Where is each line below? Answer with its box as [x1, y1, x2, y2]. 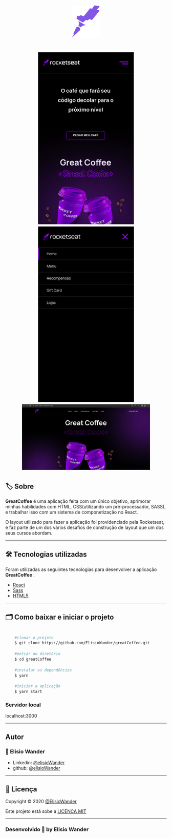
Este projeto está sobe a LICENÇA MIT [5, 808, 87, 814]
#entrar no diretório [14, 651, 60, 657]
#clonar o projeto [14, 635, 54, 640]
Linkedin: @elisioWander [12, 760, 65, 766]
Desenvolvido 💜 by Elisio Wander [5, 826, 89, 833]
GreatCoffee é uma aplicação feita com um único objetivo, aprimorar [5, 498, 151, 504]
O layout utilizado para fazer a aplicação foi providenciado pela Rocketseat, [5, 519, 165, 525]
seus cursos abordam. [5, 530, 53, 536]
